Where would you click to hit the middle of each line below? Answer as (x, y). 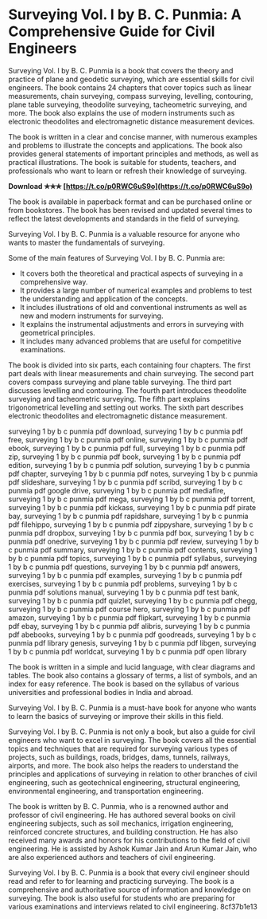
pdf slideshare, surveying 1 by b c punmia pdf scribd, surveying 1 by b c (126, 482)
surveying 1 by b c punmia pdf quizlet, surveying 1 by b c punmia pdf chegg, (133, 600)
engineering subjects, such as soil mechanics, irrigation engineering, (121, 823)
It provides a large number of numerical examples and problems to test (136, 290)
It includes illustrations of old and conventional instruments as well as (133, 307)
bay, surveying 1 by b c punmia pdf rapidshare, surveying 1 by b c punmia (128, 516)
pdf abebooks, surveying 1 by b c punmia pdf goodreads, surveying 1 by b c (132, 634)
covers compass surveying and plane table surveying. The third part (120, 382)
